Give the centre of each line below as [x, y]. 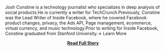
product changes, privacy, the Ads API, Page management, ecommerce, [79, 23]
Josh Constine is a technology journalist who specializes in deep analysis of [82, 7]
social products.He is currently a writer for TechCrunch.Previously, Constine [82, 12]
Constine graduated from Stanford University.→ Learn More [66, 33]
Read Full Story [83, 43]
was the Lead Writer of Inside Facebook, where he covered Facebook [76, 18]
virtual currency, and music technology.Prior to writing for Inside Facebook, [82, 28]
